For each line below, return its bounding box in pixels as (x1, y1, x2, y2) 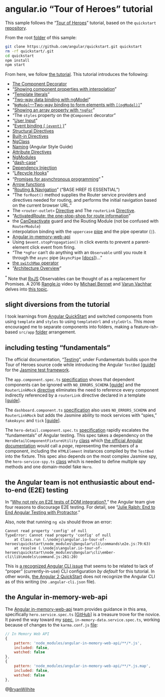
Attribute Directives (12, 149, 52, 155)
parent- (134, 239, 150, 245)
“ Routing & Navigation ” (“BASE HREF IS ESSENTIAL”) (12, 186, 120, 192)
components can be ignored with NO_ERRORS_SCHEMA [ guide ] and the (5, 382, 141, 388)
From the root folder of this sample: (5, 35, 77, 40)
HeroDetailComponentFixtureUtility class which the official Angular (5, 438, 143, 443)
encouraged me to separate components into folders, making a (5, 324, 133, 330)
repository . (5, 25, 27, 31)
